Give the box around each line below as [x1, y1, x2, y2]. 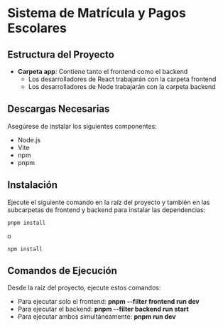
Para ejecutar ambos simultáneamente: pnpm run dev [17, 312, 176, 321]
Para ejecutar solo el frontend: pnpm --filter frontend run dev [17, 297, 200, 306]
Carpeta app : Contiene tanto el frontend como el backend [17, 68, 188, 75]
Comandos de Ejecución [7, 265, 117, 277]
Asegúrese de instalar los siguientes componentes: [7, 122, 158, 130]
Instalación [7, 179, 58, 191]
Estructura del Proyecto [7, 48, 115, 60]
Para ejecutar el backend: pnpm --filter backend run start [17, 305, 190, 314]
